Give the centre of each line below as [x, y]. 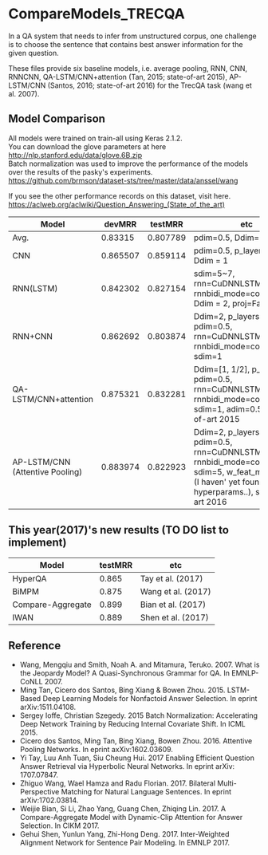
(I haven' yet [217, 482]
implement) [37, 543]
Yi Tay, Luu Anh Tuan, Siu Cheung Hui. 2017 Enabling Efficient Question [137, 758]
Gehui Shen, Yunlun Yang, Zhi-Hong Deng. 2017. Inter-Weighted [124, 834]
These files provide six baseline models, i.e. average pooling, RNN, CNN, [128, 68]
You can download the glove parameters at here [87, 146]
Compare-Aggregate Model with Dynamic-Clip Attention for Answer [131, 818]
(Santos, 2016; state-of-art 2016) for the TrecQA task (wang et [150, 85]
